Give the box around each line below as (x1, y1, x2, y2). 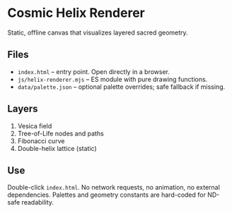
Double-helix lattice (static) (17, 144, 97, 152)
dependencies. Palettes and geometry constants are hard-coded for (7, 190, 207, 199)
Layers (7, 103, 38, 115)
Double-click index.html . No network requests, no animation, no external (7, 183, 221, 192)
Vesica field (17, 121, 52, 130)
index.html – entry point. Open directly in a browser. (17, 67, 170, 75)
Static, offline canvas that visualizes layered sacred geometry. (7, 28, 189, 37)
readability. (21, 198, 54, 207)
